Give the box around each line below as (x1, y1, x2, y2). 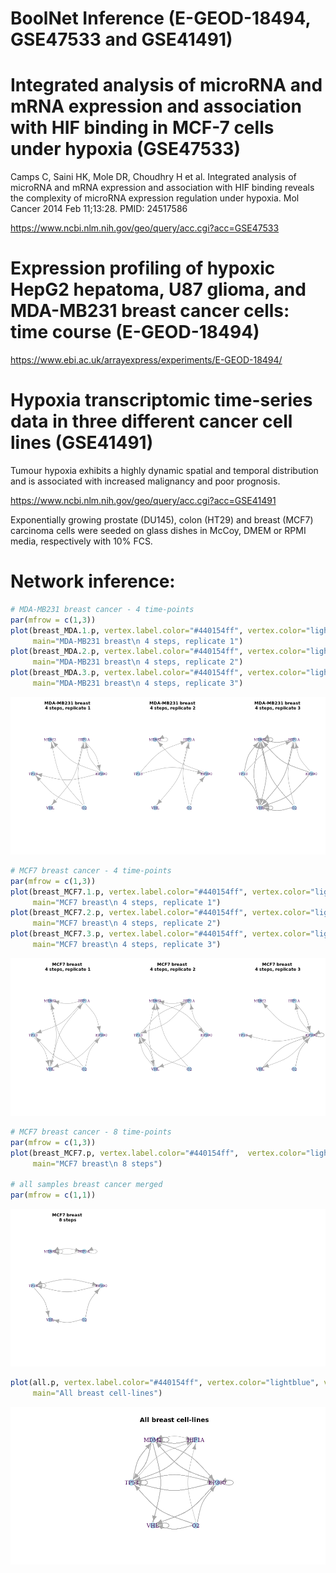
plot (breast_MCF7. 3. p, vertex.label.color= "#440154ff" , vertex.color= (10, 929, 311, 939)
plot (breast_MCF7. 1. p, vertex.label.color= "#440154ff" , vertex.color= (10, 887, 311, 897)
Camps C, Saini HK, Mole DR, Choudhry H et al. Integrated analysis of (10, 171, 297, 183)
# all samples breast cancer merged (10, 1180, 163, 1190)
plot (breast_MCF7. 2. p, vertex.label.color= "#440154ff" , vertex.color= (10, 908, 311, 918)
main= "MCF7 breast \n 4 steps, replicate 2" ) (32, 918, 222, 929)
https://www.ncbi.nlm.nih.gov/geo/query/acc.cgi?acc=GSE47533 (10, 222, 280, 234)
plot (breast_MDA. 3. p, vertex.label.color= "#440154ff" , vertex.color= (10, 668, 307, 678)
